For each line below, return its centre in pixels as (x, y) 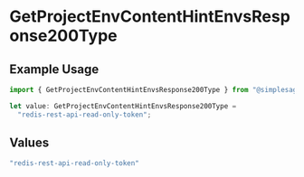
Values (29, 143)
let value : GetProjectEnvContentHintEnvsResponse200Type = (123, 106)
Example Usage (54, 69)
